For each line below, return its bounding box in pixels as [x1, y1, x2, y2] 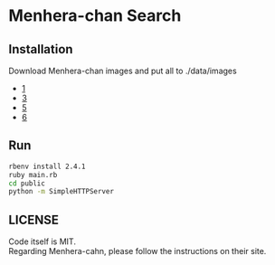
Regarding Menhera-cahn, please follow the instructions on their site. [8, 246, 267, 257]
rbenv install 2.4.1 [8, 162, 87, 171]
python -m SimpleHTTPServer [8, 187, 115, 196]
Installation [8, 42, 73, 57]
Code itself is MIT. [8, 236, 76, 247]
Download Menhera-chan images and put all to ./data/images [8, 65, 237, 76]
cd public [8, 178, 46, 188]
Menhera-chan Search [8, 5, 182, 26]
